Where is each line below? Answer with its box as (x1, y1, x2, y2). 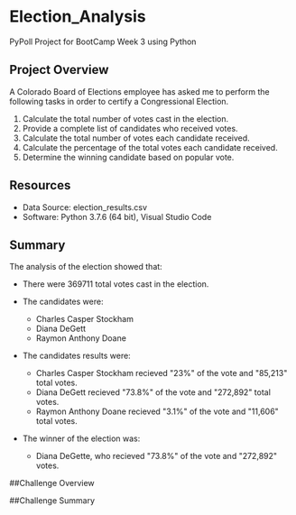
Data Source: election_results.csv (22, 201, 147, 213)
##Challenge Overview (9, 478, 95, 489)
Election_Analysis (9, 6, 146, 27)
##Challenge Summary (9, 495, 96, 506)
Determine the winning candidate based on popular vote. (22, 152, 235, 162)
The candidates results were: (22, 350, 131, 362)
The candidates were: (22, 296, 104, 308)
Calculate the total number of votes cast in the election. (22, 113, 229, 124)
